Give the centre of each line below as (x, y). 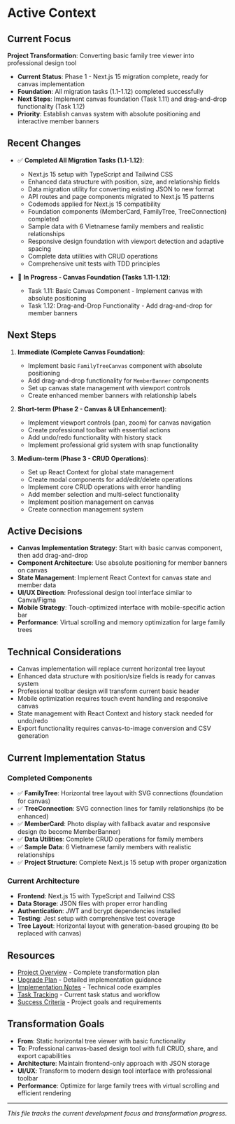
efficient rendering (44, 1093)
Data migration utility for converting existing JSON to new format (121, 189)
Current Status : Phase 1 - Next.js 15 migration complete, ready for (113, 76)
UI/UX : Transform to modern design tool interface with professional (114, 1071)
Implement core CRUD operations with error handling (104, 487)
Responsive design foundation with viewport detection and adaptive (126, 241)
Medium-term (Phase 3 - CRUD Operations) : (83, 458)
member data (37, 585)
